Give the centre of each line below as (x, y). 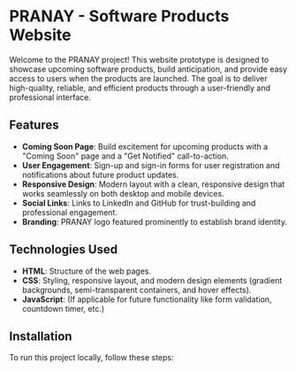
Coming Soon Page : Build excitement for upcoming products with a (145, 146)
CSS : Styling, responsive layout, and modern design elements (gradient (152, 280)
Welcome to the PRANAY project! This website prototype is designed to (139, 59)
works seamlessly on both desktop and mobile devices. (123, 193)
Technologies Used (63, 250)
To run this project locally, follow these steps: (91, 358)
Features (34, 125)
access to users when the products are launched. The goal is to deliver (138, 78)
